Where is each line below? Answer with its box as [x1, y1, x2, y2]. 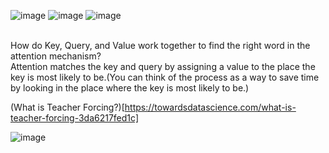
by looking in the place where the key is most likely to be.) [10, 82, 250, 94]
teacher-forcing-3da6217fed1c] [10, 112, 139, 124]
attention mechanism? [10, 50, 102, 62]
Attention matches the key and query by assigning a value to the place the [10, 61, 316, 72]
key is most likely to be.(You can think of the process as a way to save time [10, 71, 320, 83]
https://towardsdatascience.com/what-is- [124, 101, 297, 113]
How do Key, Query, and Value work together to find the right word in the [10, 40, 311, 51]
